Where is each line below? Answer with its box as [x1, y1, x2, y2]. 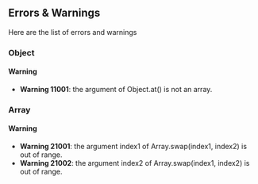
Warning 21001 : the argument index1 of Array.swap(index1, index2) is [19, 142, 248, 151]
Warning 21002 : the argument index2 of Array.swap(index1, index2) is [19, 159, 250, 168]
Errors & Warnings [8, 6, 101, 20]
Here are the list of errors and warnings [8, 27, 137, 36]
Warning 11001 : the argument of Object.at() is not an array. [19, 84, 213, 94]
